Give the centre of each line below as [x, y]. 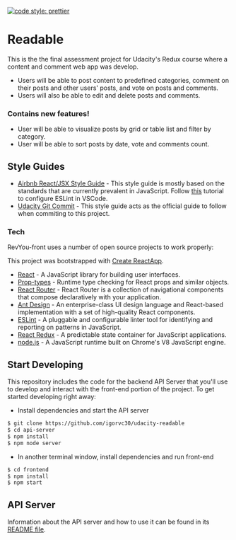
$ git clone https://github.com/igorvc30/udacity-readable [96, 424]
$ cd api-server [31, 430]
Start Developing [45, 364]
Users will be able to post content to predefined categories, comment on [123, 80]
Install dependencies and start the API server [83, 410]
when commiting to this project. [64, 214]
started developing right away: [52, 397]
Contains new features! [48, 113]
